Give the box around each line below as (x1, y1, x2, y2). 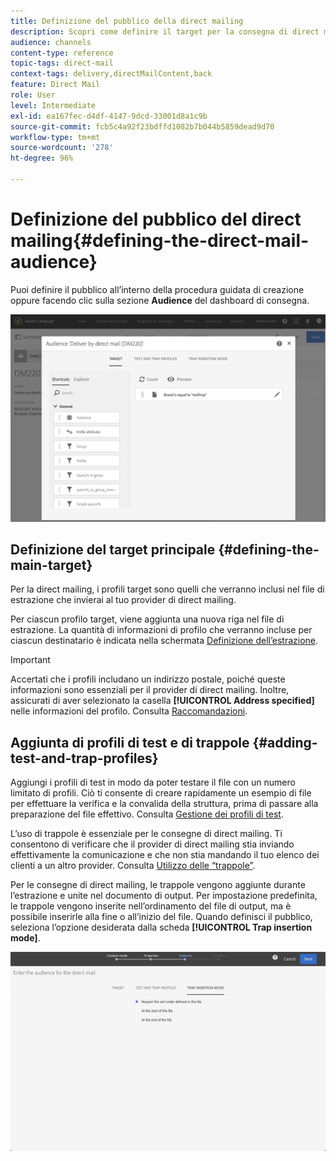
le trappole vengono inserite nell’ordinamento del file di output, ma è (10, 900, 292, 912)
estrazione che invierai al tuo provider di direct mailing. (10, 594, 237, 606)
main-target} (10, 556, 93, 574)
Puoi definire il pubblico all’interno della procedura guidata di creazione (10, 283, 305, 295)
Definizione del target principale (10, 541, 216, 558)
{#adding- (252, 734, 318, 751)
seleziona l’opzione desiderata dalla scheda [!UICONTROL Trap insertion (10, 921, 313, 934)
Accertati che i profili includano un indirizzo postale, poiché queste (10, 673, 286, 685)
